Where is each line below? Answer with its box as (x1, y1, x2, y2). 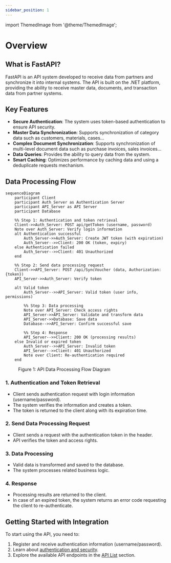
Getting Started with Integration (5, 517, 109, 526)
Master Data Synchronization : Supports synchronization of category (12, 130, 159, 136)
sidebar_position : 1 (5, 7, 50, 13)
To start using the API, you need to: (5, 531, 80, 537)
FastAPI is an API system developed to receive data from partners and (5, 74, 154, 80)
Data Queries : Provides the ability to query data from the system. (12, 151, 151, 157)
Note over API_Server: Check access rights (24, 308, 118, 313)
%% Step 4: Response (24, 330, 68, 336)
